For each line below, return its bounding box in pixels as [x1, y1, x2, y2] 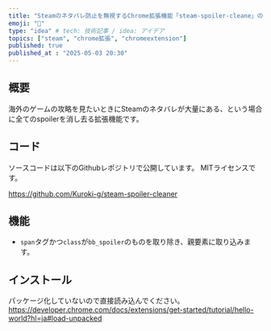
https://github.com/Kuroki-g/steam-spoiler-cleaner [8, 188, 178, 198]
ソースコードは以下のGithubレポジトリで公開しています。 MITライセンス [8, 163, 249, 172]
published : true [8, 42, 63, 50]
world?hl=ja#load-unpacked [8, 313, 102, 323]
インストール [8, 273, 73, 287]
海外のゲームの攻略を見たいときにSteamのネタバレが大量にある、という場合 [8, 104, 263, 114]
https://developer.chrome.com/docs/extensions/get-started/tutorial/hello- [8, 305, 254, 315]
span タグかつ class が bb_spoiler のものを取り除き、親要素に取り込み [19, 237, 244, 246]
